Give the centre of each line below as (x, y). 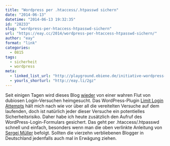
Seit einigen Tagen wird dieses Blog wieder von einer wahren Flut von (78, 95)
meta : (11, 71)
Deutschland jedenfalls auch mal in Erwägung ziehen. (61, 138)
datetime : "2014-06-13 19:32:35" (40, 19)
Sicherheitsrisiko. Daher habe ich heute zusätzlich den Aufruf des (74, 117)
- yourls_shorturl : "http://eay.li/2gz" (53, 81)
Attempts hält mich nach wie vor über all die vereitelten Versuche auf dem (82, 106)
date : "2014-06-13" (26, 15)
